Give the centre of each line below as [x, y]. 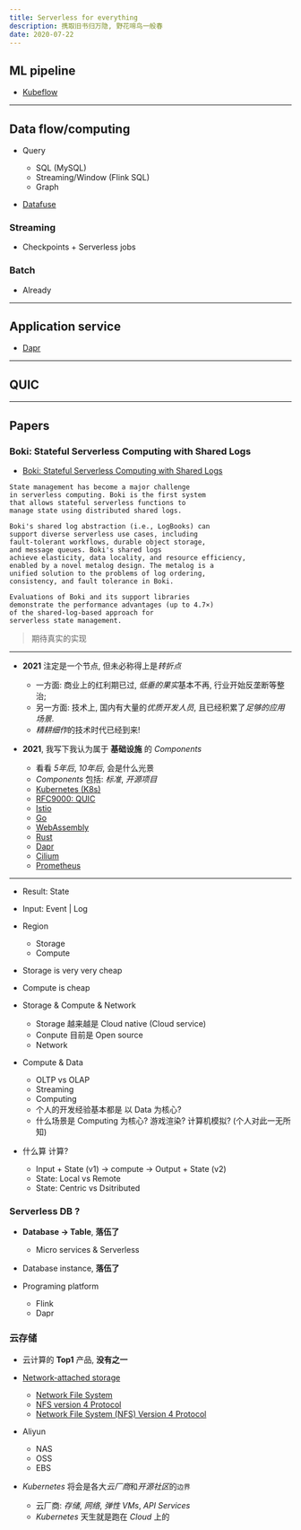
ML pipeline [43, 70]
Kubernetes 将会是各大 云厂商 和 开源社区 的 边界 [106, 1486]
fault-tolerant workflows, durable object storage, [107, 542]
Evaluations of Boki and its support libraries [100, 597]
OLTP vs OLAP [63, 1080]
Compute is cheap [56, 987]
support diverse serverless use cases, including [104, 534]
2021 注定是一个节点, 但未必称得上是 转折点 [102, 666]
